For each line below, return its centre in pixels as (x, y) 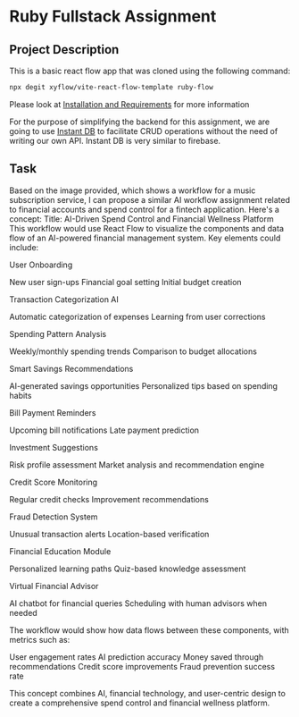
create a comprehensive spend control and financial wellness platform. (140, 703)
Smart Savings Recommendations (71, 368)
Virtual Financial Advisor (54, 586)
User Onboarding (41, 265)
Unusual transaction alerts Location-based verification (109, 534)
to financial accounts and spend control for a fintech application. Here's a (144, 209)
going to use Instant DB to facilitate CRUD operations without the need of (144, 131)
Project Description (64, 50)
